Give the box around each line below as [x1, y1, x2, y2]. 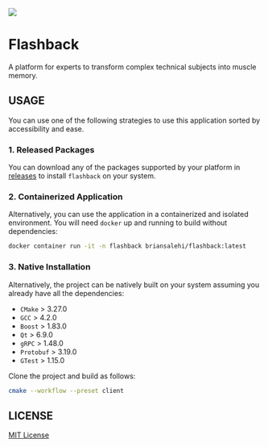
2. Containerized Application [8, 190, 123, 202]
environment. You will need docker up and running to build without [8, 218, 228, 228]
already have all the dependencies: [8, 288, 125, 298]
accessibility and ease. [8, 123, 85, 133]
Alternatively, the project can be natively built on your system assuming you [8, 279, 260, 290]
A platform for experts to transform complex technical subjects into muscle [8, 61, 257, 72]
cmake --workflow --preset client [8, 386, 125, 395]
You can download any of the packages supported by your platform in [8, 162, 241, 173]
